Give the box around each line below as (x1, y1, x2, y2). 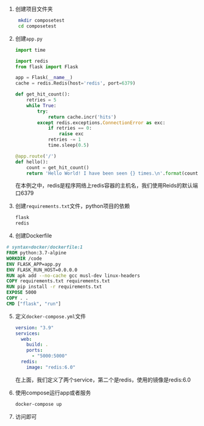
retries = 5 (26, 97, 57, 103)
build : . (26, 341, 49, 348)
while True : (26, 102, 57, 108)
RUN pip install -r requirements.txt (6, 284, 102, 290)
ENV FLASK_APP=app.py (6, 261, 62, 267)
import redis (15, 58, 49, 64)
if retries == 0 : (47, 125, 93, 131)
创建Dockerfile (15, 232, 52, 239)
